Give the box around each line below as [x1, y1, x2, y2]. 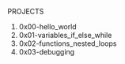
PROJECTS [7, 7, 44, 16]
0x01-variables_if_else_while [18, 31, 112, 40]
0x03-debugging [18, 47, 75, 56]
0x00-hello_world [18, 22, 77, 31]
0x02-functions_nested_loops [18, 39, 117, 48]
